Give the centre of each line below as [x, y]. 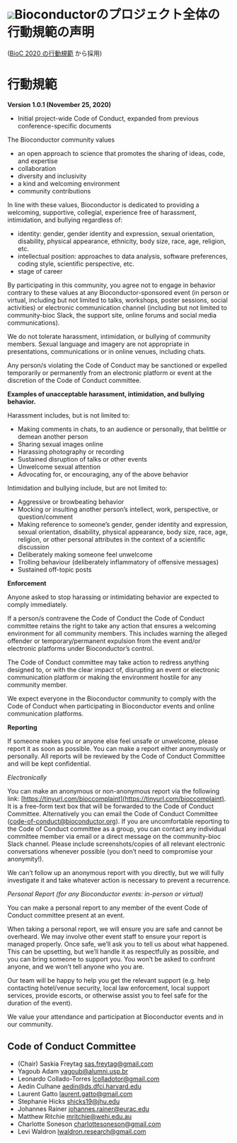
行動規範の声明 [51, 32]
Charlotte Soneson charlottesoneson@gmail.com [89, 1124]
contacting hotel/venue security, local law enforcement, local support [109, 988]
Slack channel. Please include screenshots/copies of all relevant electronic [116, 844]
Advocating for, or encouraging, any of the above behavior [103, 474]
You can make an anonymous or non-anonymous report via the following [114, 791]
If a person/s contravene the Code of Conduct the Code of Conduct [106, 618]
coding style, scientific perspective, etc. [76, 264]
